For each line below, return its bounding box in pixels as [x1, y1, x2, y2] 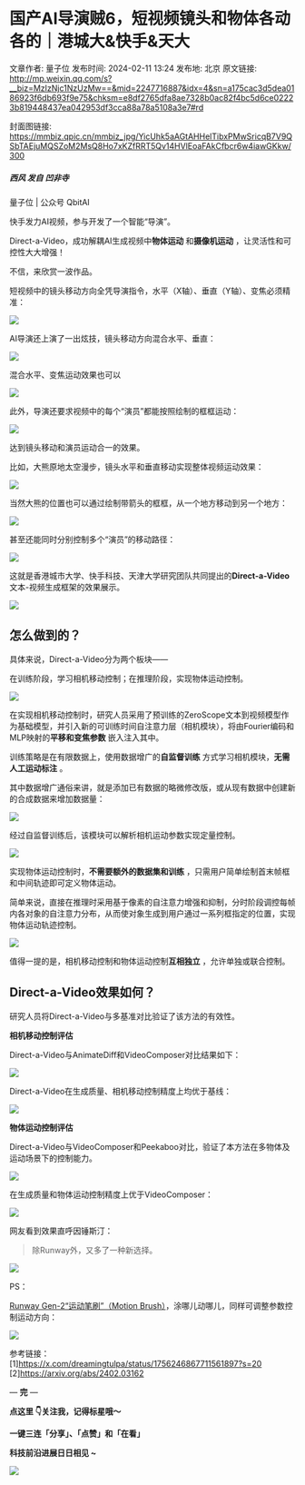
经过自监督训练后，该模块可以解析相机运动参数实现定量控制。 [9, 829, 241, 840]
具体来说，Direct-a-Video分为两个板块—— [9, 653, 169, 664]
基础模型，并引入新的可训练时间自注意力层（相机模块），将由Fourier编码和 [16, 720, 295, 731]
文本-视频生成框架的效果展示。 [9, 581, 125, 592]
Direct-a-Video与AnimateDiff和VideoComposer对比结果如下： [9, 1049, 241, 1060]
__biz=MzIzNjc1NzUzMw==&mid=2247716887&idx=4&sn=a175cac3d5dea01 [9, 83, 295, 94]
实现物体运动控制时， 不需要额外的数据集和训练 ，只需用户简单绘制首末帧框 [9, 866, 290, 876]
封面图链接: [9, 120, 53, 132]
